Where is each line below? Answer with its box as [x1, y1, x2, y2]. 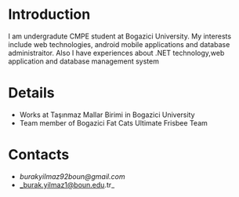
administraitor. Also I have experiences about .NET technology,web [8, 48, 225, 57]
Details [8, 84, 55, 102]
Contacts [8, 146, 70, 164]
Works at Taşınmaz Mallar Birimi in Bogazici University [19, 110, 195, 119]
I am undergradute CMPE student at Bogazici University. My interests [8, 31, 232, 41]
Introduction [8, 5, 91, 24]
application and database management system [8, 57, 159, 66]
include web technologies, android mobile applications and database [8, 39, 230, 49]
